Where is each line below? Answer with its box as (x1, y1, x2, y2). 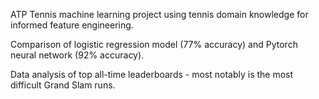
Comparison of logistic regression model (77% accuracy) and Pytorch (10, 39, 298, 50)
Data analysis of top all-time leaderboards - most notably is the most (10, 69, 294, 80)
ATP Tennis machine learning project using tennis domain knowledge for (10, 9, 309, 20)
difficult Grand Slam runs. (10, 79, 116, 91)
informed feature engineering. (10, 19, 134, 31)
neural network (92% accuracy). (10, 49, 145, 61)
